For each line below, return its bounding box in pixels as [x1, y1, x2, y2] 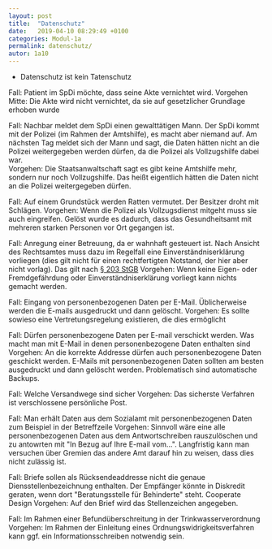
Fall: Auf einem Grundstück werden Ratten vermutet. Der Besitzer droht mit [8, 197, 260, 206]
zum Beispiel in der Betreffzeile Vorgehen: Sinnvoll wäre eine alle [8, 422, 226, 431]
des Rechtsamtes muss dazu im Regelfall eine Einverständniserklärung [8, 247, 245, 257]
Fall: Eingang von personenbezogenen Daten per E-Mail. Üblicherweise [8, 297, 248, 307]
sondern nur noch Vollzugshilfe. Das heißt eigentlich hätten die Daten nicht [8, 172, 259, 182]
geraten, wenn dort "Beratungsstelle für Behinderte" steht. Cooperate [8, 490, 241, 499]
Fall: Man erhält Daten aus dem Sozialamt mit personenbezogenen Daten [8, 413, 253, 423]
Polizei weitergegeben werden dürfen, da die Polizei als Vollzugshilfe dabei [8, 147, 260, 156]
